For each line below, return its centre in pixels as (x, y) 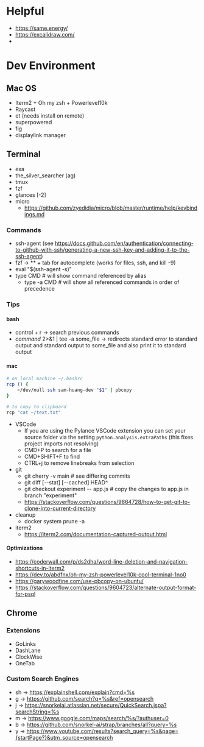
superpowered (33, 122)
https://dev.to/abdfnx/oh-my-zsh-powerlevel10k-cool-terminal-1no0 (101, 575)
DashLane (28, 650)
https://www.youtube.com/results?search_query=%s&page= (102, 731)
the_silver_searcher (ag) (45, 175)
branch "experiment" (51, 495)
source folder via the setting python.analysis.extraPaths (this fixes (109, 437)
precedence (39, 289)
